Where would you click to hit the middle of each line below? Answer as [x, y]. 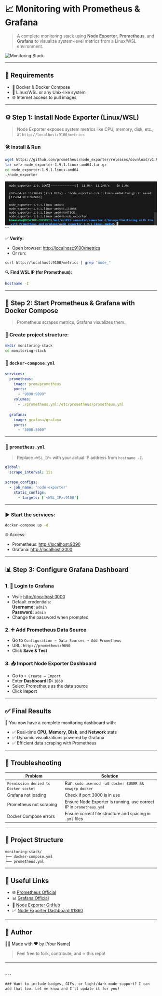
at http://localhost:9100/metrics [51, 134]
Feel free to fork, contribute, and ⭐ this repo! [61, 954]
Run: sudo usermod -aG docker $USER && [104, 783]
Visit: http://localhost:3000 [39, 597]
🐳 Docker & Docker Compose [41, 87]
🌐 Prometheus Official [34, 892]
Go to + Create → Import [36, 676]
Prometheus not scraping [32, 804]
